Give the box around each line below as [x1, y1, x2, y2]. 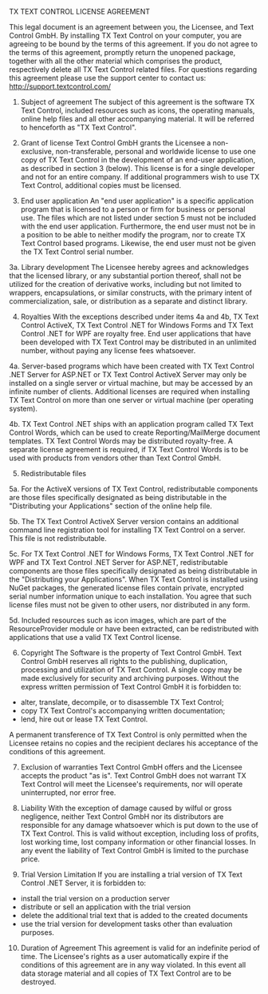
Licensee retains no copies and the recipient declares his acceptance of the [9, 738, 258, 748]
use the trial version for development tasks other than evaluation [20, 919, 233, 928]
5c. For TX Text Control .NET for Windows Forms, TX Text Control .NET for [9, 549, 254, 559]
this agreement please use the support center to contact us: [9, 74, 207, 82]
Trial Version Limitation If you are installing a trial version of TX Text [20, 870, 242, 879]
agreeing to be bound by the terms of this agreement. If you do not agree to [9, 39, 258, 49]
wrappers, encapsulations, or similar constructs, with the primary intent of [9, 288, 252, 297]
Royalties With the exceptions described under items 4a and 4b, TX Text [20, 312, 259, 321]
